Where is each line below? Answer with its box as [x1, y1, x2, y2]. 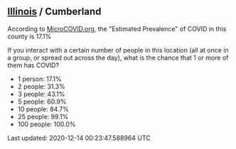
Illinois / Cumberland [7, 6, 102, 18]
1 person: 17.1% [17, 74, 62, 83]
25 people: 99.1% [17, 112, 69, 121]
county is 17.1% [7, 32, 52, 40]
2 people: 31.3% [17, 82, 65, 91]
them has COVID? [7, 60, 59, 70]
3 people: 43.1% [17, 89, 65, 98]
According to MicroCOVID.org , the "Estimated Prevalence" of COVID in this [7, 24, 227, 33]
